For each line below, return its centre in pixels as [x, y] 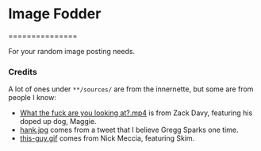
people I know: [33, 98]
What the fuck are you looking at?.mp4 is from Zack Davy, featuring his [136, 113]
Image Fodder [55, 14]
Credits [23, 72]
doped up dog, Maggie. [58, 122]
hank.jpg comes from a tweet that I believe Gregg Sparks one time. [129, 130]
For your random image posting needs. [72, 51]
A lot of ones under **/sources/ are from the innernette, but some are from [131, 89]
